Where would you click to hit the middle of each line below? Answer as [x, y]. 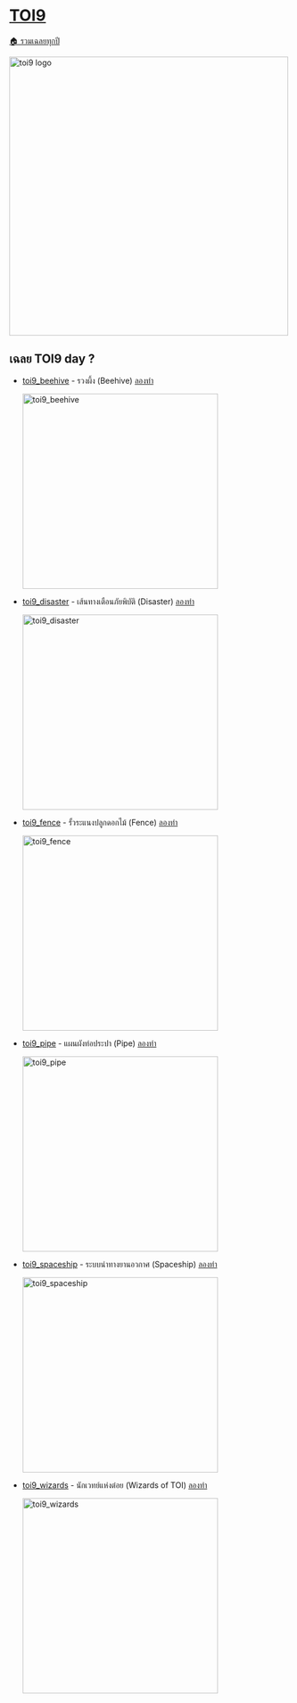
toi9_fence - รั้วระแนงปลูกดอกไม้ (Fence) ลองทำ [100, 822]
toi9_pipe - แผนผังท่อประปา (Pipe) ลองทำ [89, 1043]
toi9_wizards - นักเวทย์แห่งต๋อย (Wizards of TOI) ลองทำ [115, 1485]
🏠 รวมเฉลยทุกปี [35, 40]
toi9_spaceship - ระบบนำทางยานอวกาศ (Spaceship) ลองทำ [120, 1264]
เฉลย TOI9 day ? [52, 359]
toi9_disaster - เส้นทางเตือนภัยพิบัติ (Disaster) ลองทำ [108, 601]
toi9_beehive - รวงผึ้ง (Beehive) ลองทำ [88, 380]
